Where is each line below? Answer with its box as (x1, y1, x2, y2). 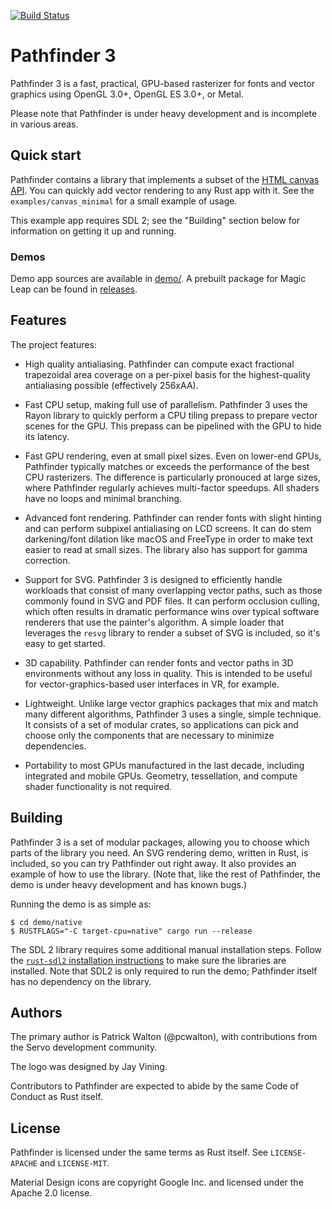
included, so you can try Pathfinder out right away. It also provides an (10, 857, 297, 869)
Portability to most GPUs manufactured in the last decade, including (24, 759, 305, 771)
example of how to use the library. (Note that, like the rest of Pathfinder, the (10, 868, 322, 880)
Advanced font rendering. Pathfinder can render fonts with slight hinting (24, 511, 322, 524)
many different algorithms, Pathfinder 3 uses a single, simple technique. (24, 708, 322, 720)
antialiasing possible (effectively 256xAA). (24, 379, 199, 391)
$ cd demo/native (10, 917, 83, 927)
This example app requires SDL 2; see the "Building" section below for (10, 214, 301, 226)
